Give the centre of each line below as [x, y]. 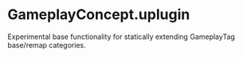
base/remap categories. [47, 44]
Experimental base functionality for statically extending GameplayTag [121, 37]
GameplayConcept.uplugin [99, 15]
